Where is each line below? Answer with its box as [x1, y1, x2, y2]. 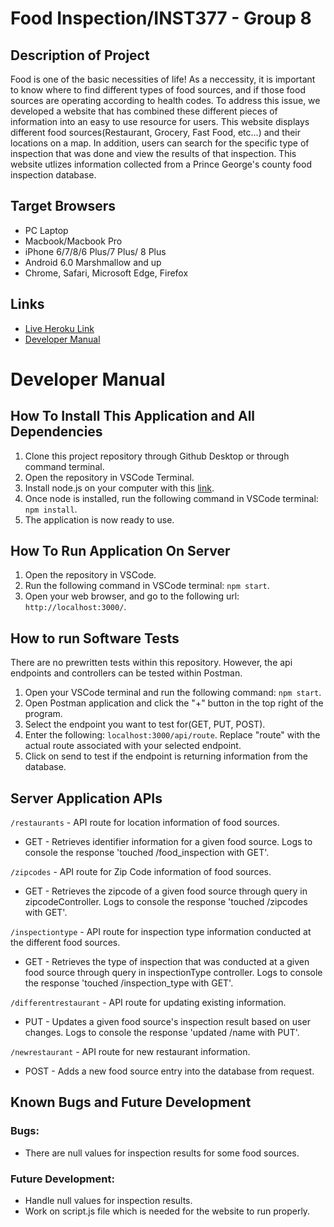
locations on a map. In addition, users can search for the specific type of [10, 137, 310, 149]
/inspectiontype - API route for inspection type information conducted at [10, 926, 312, 938]
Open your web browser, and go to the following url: [24, 590, 240, 602]
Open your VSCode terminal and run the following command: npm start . [24, 687, 322, 699]
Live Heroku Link [24, 322, 95, 334]
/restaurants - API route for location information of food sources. [10, 817, 280, 829]
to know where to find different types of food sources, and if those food [10, 84, 306, 96]
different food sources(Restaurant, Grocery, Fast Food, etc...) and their [10, 127, 302, 138]
